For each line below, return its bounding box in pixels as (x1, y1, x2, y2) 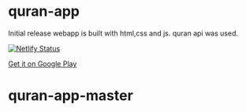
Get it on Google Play (8, 58, 77, 69)
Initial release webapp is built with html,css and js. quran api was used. (8, 28, 239, 38)
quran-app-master (8, 87, 134, 105)
